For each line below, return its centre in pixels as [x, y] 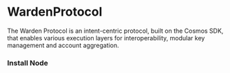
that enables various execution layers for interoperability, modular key [106, 38]
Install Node [28, 63]
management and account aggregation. [63, 45]
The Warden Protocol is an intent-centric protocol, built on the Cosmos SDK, [115, 31]
